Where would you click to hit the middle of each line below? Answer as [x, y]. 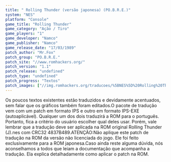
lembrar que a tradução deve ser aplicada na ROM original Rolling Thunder [83, 127]
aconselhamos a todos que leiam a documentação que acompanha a [78, 148]
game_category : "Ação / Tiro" [37, 29]
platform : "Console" [27, 19]
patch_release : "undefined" [35, 72]
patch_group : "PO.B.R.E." [33, 57]
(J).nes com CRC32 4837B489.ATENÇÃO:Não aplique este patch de [77, 132]
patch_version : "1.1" [28, 67]
